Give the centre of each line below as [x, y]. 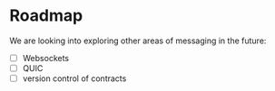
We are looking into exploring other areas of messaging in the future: [138, 41]
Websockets [46, 58]
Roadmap [46, 16]
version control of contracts [74, 78]
